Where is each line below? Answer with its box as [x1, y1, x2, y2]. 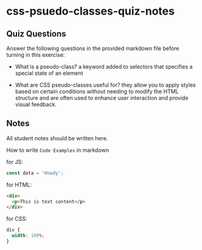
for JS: [6, 158, 23, 165]
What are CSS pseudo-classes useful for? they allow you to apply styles [15, 81, 196, 88]
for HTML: [6, 181, 32, 188]
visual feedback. [15, 101, 57, 108]
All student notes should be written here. [6, 134, 108, 141]
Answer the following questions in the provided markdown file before [6, 45, 179, 52]
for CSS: [6, 215, 27, 223]
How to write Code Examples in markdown [6, 146, 110, 154]
